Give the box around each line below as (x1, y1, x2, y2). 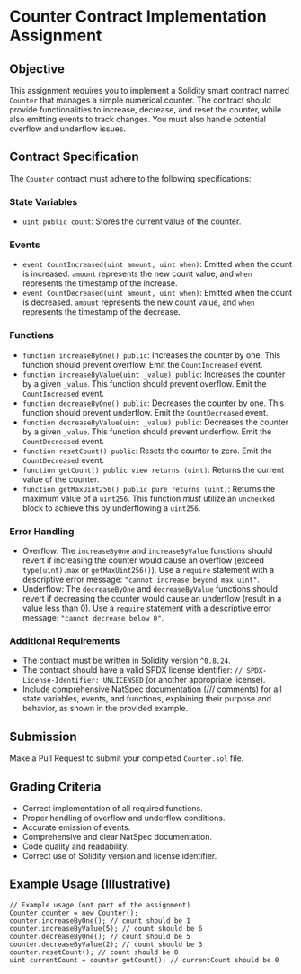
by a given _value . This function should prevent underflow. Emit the (22, 425, 272, 437)
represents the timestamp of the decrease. (22, 307, 181, 317)
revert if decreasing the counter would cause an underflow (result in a (22, 594, 282, 603)
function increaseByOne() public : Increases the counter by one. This (22, 349, 281, 361)
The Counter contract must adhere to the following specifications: (9, 173, 252, 183)
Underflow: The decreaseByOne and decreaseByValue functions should (22, 584, 279, 594)
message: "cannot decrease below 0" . (22, 612, 164, 622)
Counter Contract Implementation (9, 6, 267, 27)
